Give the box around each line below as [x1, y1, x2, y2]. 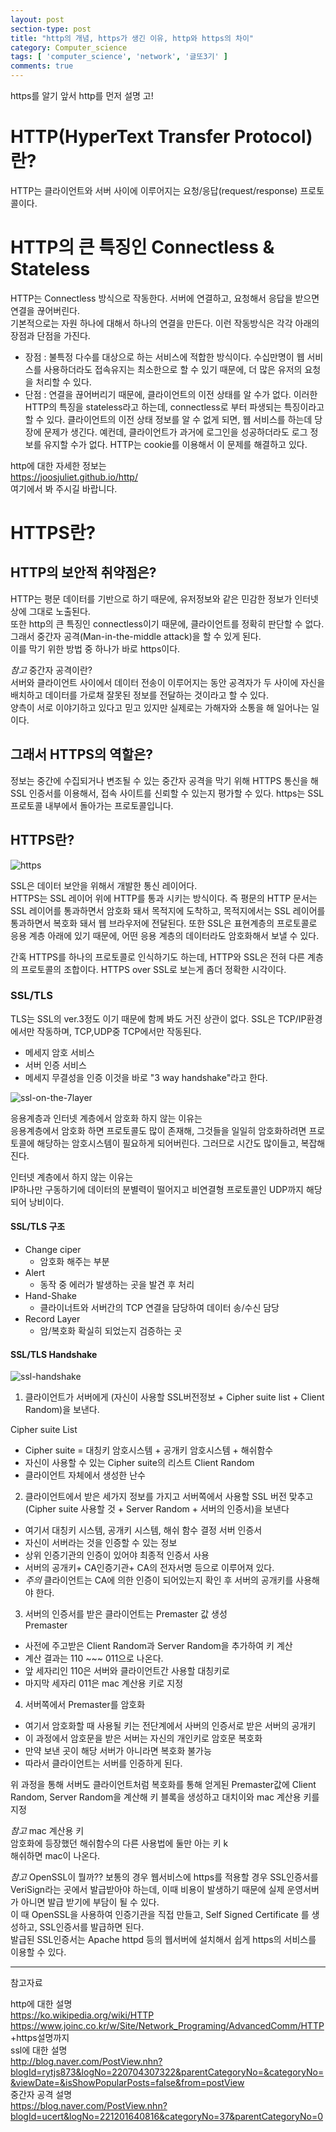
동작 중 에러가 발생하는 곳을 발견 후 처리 [39, 1279, 195, 1290]
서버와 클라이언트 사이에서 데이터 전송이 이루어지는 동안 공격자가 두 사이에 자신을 [10, 676, 326, 688]
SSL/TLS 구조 [10, 1221, 66, 1233]
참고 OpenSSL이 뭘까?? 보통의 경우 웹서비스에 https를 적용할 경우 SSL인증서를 [10, 1871, 319, 1883]
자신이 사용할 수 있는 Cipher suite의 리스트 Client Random [24, 1457, 255, 1469]
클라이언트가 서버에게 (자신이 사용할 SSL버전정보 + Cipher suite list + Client [24, 1391, 325, 1403]
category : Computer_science [10, 42, 128, 53]
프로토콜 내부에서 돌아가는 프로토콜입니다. [10, 799, 174, 811]
